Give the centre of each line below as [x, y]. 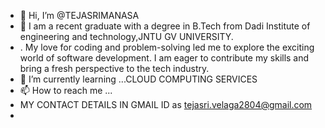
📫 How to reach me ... [66, 90]
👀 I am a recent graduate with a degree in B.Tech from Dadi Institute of [165, 26]
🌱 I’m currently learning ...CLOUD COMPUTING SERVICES [138, 79]
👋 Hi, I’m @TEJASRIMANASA [79, 15]
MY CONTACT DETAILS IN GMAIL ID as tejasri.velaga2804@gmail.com [166, 104]
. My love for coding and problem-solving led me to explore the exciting [167, 47]
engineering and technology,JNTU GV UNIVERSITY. [126, 36]
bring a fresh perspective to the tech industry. [114, 68]
